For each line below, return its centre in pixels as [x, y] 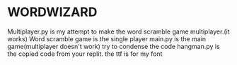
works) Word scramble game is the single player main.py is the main [107, 38]
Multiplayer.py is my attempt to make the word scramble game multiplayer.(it [118, 31]
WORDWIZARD [52, 12]
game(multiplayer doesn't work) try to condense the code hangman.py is [114, 46]
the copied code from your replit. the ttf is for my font [85, 54]
